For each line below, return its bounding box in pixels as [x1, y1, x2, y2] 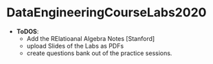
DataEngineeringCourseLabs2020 [6, 5, 207, 20]
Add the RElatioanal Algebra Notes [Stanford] [26, 34, 155, 42]
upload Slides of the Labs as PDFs [26, 42, 124, 50]
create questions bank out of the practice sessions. [26, 49, 172, 57]
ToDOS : [16, 27, 39, 35]
